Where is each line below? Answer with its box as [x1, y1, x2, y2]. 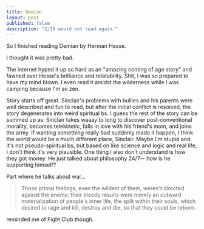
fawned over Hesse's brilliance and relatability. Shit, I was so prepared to [6, 72, 189, 79]
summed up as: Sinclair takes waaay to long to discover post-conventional [6, 116, 192, 124]
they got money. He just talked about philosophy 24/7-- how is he [6, 155, 171, 162]
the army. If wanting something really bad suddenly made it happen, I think [6, 129, 193, 136]
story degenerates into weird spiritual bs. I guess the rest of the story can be [6, 110, 198, 117]
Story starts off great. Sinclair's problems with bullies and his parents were [6, 97, 193, 104]
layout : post [6, 15, 39, 21]
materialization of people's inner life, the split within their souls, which [21, 197, 196, 205]
